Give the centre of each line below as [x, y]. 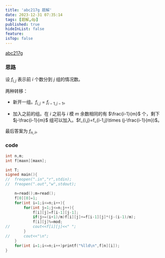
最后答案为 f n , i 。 [23, 132]
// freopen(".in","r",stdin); [39, 179]
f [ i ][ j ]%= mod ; [48, 222]
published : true [22, 24]
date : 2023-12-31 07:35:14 [34, 15]
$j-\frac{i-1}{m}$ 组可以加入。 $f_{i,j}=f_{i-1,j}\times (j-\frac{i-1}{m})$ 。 [87, 120]
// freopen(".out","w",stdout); [41, 184]
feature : [15, 34]
